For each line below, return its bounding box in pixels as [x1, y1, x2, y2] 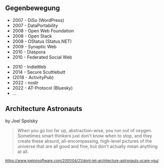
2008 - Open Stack [12, 33, 52, 39]
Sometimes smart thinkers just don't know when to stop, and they [17, 133, 153, 139]
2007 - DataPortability [12, 22, 58, 28]
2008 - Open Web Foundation [12, 27, 74, 34]
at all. [17, 149, 29, 155]
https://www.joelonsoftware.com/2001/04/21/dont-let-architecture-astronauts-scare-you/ [5, 158, 159, 163]
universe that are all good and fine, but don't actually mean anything [17, 143, 158, 149]
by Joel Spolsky [5, 118, 38, 124]
